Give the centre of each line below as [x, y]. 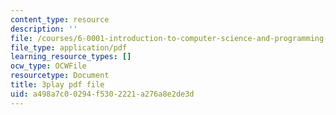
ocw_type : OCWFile [48, 66]
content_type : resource [60, 19]
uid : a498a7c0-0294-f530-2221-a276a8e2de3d [102, 94]
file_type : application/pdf [69, 47]
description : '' [44, 29]
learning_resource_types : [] [71, 57]
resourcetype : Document [60, 76]
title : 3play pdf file [57, 85]
